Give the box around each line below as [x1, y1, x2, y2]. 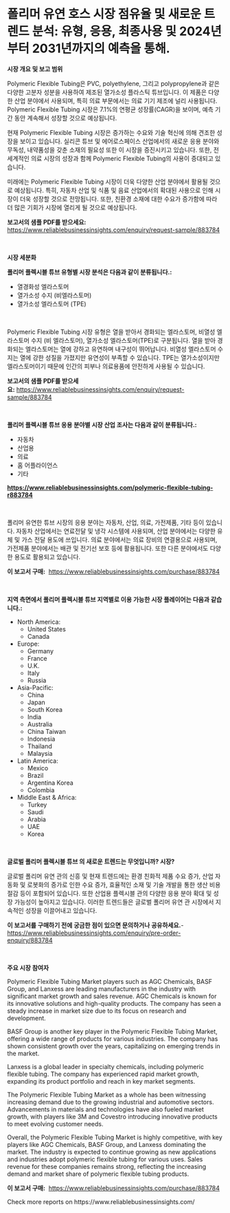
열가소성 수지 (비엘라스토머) [16, 291, 92, 299]
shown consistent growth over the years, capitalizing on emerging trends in [7, 1042, 220, 1050]
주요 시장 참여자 [7, 963, 49, 971]
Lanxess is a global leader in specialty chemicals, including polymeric [7, 1062, 205, 1070]
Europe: [16, 640, 40, 648]
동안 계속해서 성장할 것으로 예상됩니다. [14, 114, 117, 122]
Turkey [27, 800, 47, 809]
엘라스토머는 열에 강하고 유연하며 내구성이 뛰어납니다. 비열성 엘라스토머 [25, 345, 216, 353]
